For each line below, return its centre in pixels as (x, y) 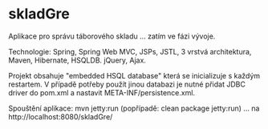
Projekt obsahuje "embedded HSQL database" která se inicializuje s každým (134, 75)
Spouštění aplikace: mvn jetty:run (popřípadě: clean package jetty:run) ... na (134, 108)
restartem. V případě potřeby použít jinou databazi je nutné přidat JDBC (127, 84)
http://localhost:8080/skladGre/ (61, 116)
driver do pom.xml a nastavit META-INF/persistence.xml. (102, 92)
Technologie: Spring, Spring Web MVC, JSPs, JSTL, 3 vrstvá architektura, (130, 51)
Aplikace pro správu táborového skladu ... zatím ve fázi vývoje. (112, 36)
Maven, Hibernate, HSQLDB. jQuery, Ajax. (77, 60)
